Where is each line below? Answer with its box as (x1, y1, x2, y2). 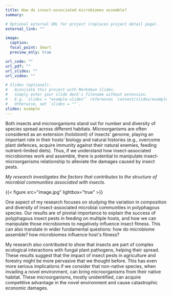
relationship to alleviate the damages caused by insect (40, 158, 155, 164)
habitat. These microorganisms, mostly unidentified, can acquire (5, 274, 141, 280)
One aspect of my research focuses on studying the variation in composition (5, 199, 167, 205)
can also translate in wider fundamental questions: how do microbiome (5, 226, 155, 232)
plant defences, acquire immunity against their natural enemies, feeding (5, 142, 157, 148)
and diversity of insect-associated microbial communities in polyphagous (5, 204, 160, 210)
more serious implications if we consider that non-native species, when (5, 263, 156, 269)
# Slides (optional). (5, 82, 52, 87)
